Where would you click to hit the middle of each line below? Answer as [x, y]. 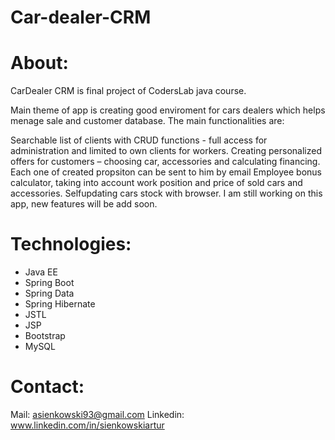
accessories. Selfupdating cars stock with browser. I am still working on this [166, 193]
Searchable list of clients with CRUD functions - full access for [139, 140]
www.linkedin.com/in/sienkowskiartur [87, 425]
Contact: [47, 387]
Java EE [41, 272]
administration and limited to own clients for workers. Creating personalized [166, 151]
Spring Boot [49, 283]
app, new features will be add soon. [84, 204]
